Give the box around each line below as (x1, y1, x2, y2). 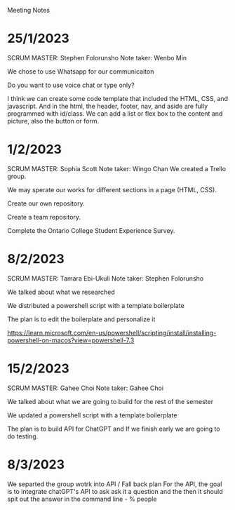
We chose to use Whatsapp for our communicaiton (7, 67, 154, 76)
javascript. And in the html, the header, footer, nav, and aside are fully (7, 102, 208, 110)
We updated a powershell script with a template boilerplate (7, 410, 177, 420)
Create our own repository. (7, 199, 86, 208)
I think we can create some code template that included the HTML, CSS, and (7, 94, 229, 102)
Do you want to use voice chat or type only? (7, 81, 135, 89)
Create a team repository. (7, 213, 81, 221)
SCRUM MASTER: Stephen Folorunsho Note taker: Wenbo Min (7, 53, 187, 62)
